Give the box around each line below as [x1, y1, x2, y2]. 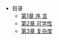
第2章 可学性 [20, 20, 53, 27]
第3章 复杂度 [20, 27, 53, 35]
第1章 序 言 [20, 12, 48, 19]
